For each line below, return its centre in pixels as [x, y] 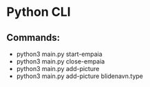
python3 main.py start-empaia [59, 54]
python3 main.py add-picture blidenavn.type [80, 76]
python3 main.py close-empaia [61, 61]
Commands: [33, 38]
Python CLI [39, 12]
